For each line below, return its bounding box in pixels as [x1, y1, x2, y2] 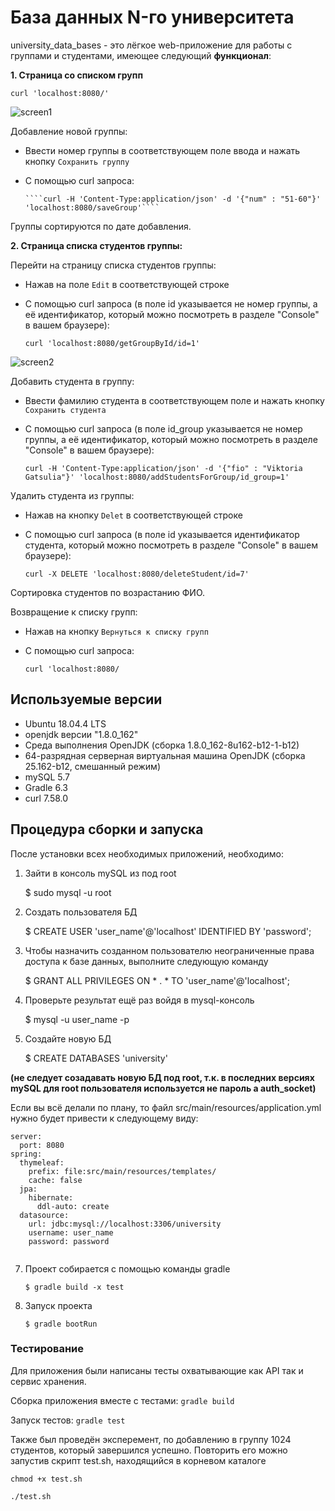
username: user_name [28, 1227, 114, 1238]
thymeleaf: [19, 1157, 65, 1168]
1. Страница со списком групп [10, 69, 143, 81]
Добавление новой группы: [10, 125, 128, 137]
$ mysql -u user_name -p [24, 1013, 130, 1025]
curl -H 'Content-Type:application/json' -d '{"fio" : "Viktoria [24, 463, 303, 473]
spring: [10, 1149, 43, 1159]
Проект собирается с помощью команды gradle [24, 1262, 231, 1275]
